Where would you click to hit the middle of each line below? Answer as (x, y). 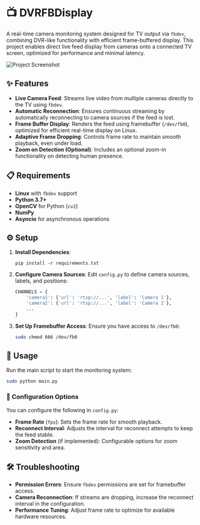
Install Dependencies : (43, 252)
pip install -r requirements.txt (57, 263)
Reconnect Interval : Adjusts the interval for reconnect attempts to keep (104, 428)
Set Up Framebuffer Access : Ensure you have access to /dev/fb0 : (97, 326)
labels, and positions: (41, 281)
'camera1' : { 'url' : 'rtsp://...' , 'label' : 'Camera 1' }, (99, 297)
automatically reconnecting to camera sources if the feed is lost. (95, 117)
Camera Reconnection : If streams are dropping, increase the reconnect (104, 497)
